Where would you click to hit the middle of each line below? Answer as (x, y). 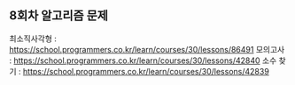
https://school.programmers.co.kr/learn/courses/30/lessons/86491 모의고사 (147, 49)
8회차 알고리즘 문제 (59, 16)
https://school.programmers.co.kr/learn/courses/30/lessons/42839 (146, 71)
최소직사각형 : (33, 39)
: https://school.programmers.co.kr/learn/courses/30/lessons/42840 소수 (143, 60)
